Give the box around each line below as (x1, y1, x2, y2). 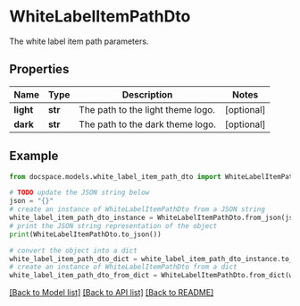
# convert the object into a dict (9, 246, 138, 255)
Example (9, 149, 59, 164)
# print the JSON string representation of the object (9, 221, 218, 230)
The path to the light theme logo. (79, 103, 216, 115)
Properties (9, 62, 70, 77)
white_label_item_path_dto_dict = (9, 254, 138, 263)
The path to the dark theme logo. (79, 118, 217, 131)
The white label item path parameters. (9, 36, 149, 47)
